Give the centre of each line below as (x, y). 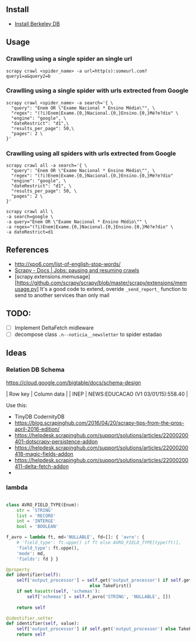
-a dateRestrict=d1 (30, 232)
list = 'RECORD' (36, 516)
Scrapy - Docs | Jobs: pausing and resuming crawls (77, 270)
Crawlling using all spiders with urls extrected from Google (91, 153)
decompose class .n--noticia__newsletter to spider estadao (88, 334)
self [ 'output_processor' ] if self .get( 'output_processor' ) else (96, 629)
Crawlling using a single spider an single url (69, 59)
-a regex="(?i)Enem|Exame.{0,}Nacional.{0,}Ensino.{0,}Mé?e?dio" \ (90, 227)
